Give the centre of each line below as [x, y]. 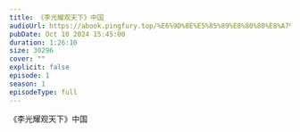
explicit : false [39, 68]
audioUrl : [28, 26]
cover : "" [28, 59]
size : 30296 [31, 51]
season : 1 [28, 84]
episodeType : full [43, 92]
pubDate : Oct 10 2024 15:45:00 [67, 34]
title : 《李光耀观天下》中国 [57, 17]
